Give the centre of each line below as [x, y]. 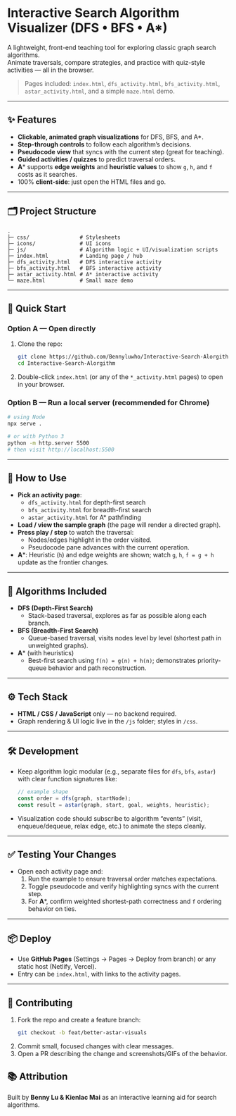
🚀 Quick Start [37, 308]
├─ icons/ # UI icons [59, 243]
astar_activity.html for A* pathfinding [85, 517]
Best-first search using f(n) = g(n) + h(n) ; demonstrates [112, 661]
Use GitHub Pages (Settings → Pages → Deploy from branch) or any [117, 959]
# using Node [26, 417]
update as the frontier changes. [63, 562]
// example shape [43, 792]
